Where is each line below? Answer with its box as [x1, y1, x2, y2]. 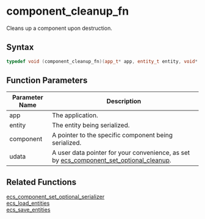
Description [106, 97, 142, 106]
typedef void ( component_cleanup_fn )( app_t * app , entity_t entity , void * [6, 58, 198, 65]
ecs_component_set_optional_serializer [6, 193, 105, 201]
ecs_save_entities [6, 206, 51, 214]
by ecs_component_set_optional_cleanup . [51, 156, 172, 165]
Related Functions [6, 177, 77, 187]
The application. [51, 111, 99, 120]
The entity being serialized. [51, 121, 130, 129]
